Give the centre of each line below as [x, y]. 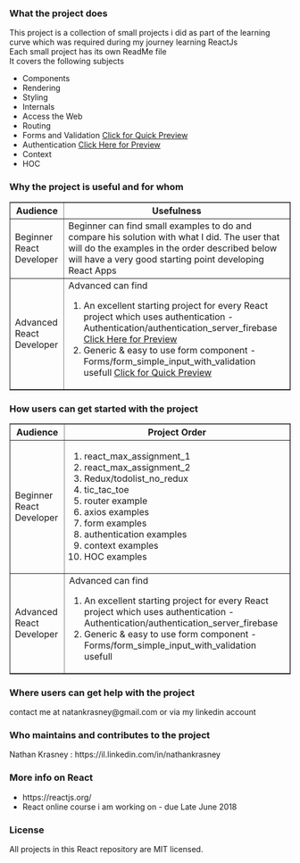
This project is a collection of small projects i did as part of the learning [140, 33]
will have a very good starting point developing [167, 259]
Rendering [41, 88]
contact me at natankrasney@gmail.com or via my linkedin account [133, 712]
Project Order [177, 432]
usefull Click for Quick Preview [148, 372]
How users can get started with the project [104, 409]
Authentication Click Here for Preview [91, 145]
